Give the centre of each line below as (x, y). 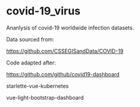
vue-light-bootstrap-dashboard (45, 97)
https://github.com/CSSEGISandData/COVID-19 (65, 51)
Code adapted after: (31, 63)
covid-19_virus (44, 11)
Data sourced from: (30, 39)
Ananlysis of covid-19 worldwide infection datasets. (70, 28)
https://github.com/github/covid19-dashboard (63, 74)
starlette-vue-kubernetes (38, 86)
